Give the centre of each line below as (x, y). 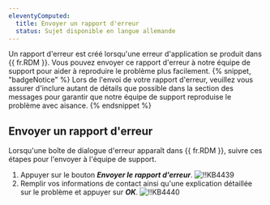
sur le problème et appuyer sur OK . (79, 192)
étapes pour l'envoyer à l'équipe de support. (82, 160)
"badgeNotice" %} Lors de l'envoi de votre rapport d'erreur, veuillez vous (131, 80)
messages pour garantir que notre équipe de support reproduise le (120, 97)
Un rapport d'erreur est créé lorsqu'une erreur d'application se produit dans (135, 54)
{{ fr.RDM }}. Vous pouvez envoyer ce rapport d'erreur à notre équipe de (130, 62)
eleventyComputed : (39, 16)
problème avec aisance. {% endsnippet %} (80, 105)
